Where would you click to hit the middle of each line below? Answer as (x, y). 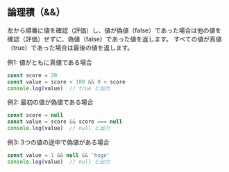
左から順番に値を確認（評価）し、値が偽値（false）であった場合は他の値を (114, 30)
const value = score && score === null (65, 122)
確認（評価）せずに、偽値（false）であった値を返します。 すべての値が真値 (114, 39)
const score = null (35, 115)
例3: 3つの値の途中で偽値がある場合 (58, 142)
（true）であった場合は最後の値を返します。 (70, 48)
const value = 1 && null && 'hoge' (59, 155)
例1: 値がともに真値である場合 (50, 62)
